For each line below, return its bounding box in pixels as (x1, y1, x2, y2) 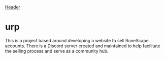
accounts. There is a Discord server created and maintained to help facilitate (5, 43, 161, 49)
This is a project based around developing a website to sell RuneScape (5, 37, 149, 43)
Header (5, 4, 21, 10)
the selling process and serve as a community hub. (5, 48, 109, 54)
